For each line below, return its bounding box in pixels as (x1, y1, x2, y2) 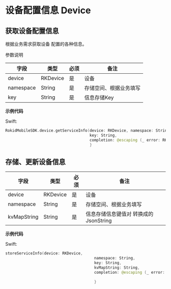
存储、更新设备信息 (5, 157, 66, 166)
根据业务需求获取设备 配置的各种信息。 (5, 41, 87, 47)
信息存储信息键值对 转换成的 (85, 211, 154, 218)
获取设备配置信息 (5, 26, 59, 35)
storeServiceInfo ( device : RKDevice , (5, 251, 83, 256)
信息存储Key (84, 94, 114, 101)
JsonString (85, 217, 112, 224)
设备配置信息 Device (5, 5, 91, 16)
